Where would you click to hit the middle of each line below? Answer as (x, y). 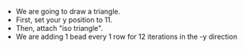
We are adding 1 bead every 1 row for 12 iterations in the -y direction (126, 36)
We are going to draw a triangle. (68, 11)
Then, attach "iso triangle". (59, 28)
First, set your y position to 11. (64, 20)
